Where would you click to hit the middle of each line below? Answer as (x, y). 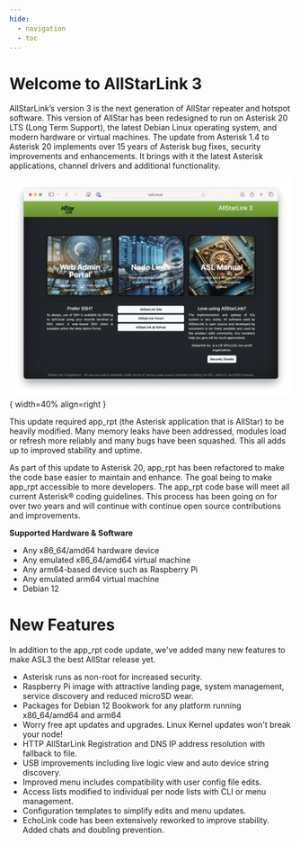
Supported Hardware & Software (71, 533)
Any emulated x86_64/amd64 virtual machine (106, 560)
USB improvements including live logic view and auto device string (146, 763)
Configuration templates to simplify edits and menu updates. (134, 811)
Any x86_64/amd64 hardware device (91, 551)
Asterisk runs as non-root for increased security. (112, 677)
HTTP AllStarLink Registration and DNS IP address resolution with (144, 744)
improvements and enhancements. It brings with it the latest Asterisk (136, 157)
